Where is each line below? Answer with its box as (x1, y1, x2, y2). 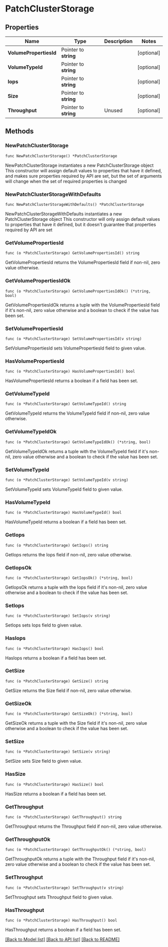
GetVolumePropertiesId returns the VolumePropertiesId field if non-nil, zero (5, 259, 160, 265)
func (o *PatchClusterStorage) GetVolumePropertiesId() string (5, 251, 140, 256)
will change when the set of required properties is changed (5, 178, 127, 184)
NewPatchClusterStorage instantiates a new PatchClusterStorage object (5, 162, 154, 168)
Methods (5, 127, 34, 136)
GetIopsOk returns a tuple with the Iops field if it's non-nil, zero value (5, 584, 147, 590)
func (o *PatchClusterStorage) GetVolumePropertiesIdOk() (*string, (5, 288, 151, 293)
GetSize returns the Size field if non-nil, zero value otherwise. (5, 687, 132, 694)
